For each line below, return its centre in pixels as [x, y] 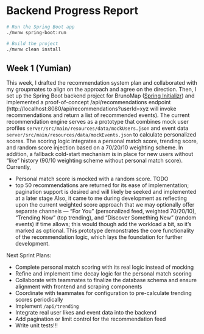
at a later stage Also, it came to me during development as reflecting [101, 198]
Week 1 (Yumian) [39, 68]
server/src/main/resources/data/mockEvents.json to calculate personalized [101, 135]
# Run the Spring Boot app [40, 27]
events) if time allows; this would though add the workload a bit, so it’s [103, 224]
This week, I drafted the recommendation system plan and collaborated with [102, 83]
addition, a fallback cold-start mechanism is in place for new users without [100, 154]
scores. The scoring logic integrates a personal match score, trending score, [102, 141]
